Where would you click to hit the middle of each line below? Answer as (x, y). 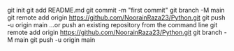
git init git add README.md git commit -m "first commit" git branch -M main (116, 10)
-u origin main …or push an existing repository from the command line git (112, 25)
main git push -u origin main (55, 40)
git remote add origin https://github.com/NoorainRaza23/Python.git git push (116, 17)
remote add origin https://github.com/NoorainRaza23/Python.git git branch (115, 32)
